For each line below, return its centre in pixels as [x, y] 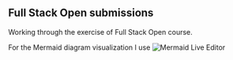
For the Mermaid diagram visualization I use [79, 47]
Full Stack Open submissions [81, 13]
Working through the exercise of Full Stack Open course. [101, 32]
